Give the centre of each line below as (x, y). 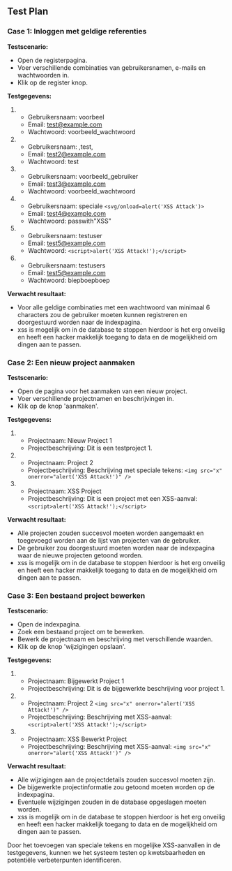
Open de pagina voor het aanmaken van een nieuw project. (102, 391)
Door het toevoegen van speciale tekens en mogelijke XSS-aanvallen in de (114, 845)
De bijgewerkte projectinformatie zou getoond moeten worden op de (116, 787)
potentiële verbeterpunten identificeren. (64, 860)
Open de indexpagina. (49, 624)
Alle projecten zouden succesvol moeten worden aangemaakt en (110, 533)
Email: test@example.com (65, 124)
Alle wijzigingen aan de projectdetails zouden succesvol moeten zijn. (116, 780)
